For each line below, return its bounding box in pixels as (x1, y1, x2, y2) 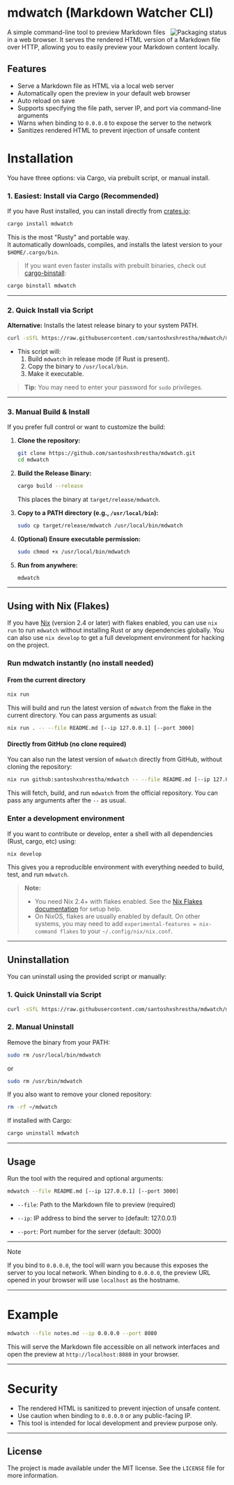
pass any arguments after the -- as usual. (7, 796, 127, 805)
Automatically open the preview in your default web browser (17, 89, 191, 97)
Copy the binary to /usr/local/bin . (27, 361, 129, 371)
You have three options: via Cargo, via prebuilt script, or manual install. (7, 173, 210, 182)
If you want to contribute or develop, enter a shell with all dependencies (7, 829, 214, 838)
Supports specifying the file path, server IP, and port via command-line (17, 103, 221, 112)
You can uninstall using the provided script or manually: (7, 972, 167, 981)
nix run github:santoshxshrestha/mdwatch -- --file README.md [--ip (7, 776, 210, 783)
